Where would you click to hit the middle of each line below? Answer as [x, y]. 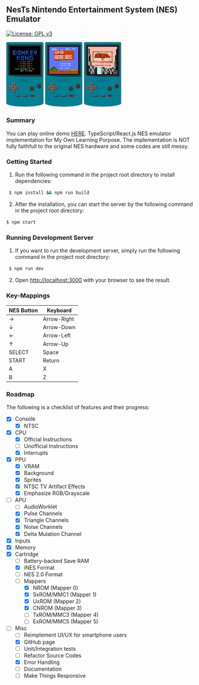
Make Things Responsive [55, 675]
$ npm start [21, 222]
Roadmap [20, 394]
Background [39, 473]
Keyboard [59, 310]
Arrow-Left [57, 336]
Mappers [35, 581]
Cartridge [27, 554]
